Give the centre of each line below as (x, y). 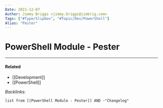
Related (13, 66)
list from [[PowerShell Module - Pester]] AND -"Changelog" (67, 101)
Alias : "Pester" (21, 23)
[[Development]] (28, 77)
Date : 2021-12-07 (23, 9)
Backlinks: (15, 92)
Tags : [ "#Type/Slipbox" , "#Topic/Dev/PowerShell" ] (57, 18)
